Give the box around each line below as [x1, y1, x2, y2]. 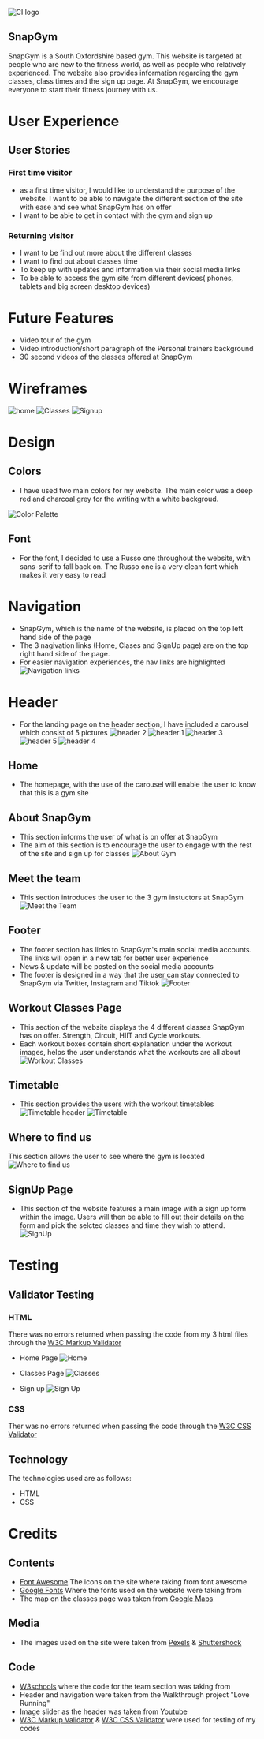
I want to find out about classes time [19, 256, 138, 266]
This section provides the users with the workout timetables [19, 1099, 214, 1109]
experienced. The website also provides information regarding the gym [8, 68, 239, 77]
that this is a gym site [19, 788, 89, 798]
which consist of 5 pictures [19, 727, 108, 737]
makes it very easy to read [19, 570, 106, 579]
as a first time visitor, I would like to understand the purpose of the [19, 185, 236, 195]
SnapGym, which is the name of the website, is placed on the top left [19, 623, 244, 633]
